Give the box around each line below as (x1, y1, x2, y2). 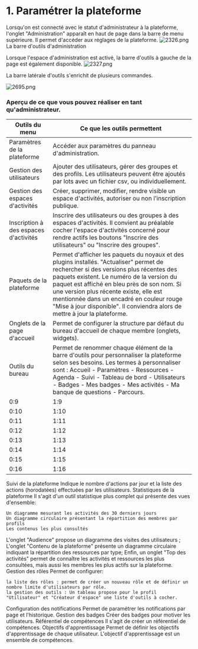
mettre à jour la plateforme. (52, 309, 128, 318)
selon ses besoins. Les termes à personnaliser (52, 359, 181, 367)
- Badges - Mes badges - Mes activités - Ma (52, 380, 180, 389)
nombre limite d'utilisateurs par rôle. (6, 585, 107, 590)
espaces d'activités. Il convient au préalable (52, 219, 174, 227)
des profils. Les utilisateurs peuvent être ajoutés (52, 170, 186, 178)
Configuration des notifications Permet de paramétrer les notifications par (6, 605, 186, 612)
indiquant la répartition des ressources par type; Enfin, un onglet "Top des (6, 549, 186, 556)
